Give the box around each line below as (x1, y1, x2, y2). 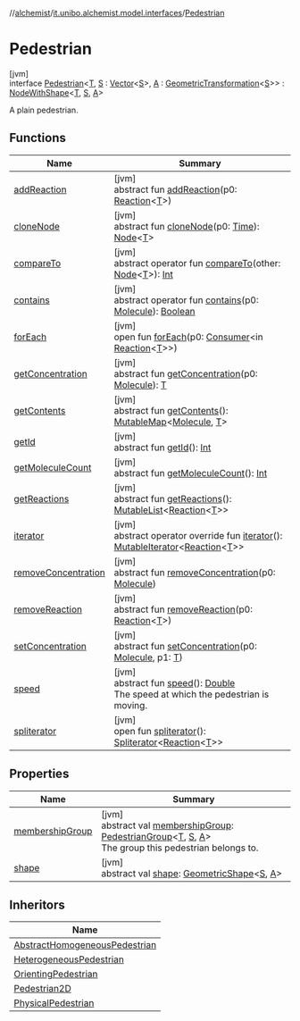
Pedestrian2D (13, 983, 71, 995)
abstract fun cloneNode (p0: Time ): (113, 220, 261, 232)
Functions (9, 130, 67, 146)
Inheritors (9, 897, 65, 912)
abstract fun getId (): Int (113, 441, 212, 454)
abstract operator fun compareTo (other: (113, 256, 281, 269)
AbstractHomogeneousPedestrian (13, 939, 157, 951)
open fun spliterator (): (113, 724, 206, 737)
